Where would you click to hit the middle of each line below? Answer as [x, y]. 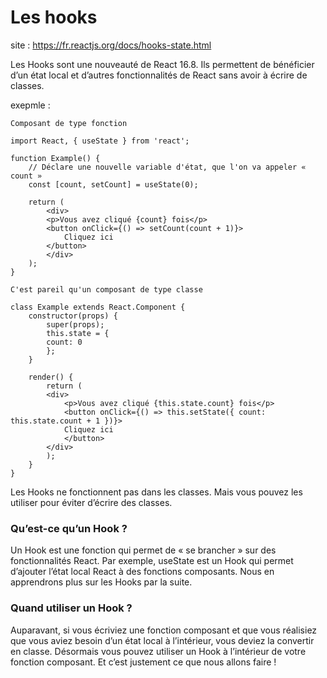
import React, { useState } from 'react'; [100, 141]
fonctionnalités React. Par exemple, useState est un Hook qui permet [152, 561]
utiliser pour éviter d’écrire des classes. [91, 502]
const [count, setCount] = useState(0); [113, 184]
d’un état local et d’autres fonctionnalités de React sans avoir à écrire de [159, 75]
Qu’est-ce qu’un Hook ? [69, 528]
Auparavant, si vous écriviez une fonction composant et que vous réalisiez [164, 630]
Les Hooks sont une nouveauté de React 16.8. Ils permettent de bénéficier [162, 64]
